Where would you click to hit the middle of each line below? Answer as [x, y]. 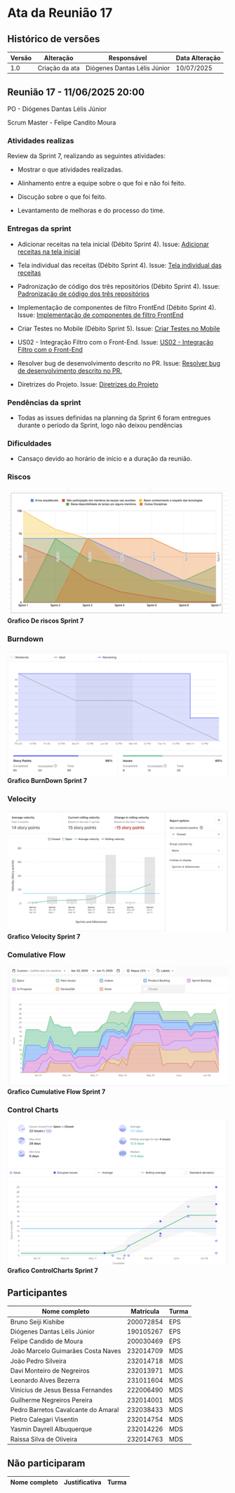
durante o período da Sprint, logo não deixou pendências [100, 425]
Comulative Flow [36, 955]
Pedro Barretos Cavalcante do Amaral [65, 1409]
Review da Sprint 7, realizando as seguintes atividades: [87, 156]
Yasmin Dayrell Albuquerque [51, 1429]
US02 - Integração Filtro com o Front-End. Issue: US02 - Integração [115, 342]
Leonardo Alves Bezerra [45, 1381]
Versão [21, 58]
